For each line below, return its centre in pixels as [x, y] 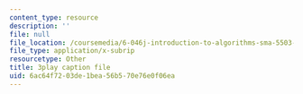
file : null [30, 34]
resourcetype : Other [48, 59]
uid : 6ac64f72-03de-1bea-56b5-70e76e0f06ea [92, 76]
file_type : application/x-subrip [72, 51]
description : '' [40, 26]
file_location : [38, 43]
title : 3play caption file [60, 68]
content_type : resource [54, 17]
